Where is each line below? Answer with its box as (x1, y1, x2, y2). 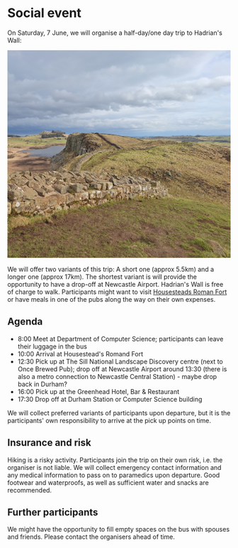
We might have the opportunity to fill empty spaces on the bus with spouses (7, 525, 230, 534)
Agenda (7, 316, 43, 328)
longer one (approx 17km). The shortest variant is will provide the (7, 273, 197, 281)
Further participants (7, 506, 98, 519)
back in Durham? (17, 380, 68, 388)
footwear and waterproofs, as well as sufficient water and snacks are (7, 478, 209, 487)
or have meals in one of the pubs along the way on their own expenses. (7, 295, 216, 303)
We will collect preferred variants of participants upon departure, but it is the (7, 408, 231, 417)
